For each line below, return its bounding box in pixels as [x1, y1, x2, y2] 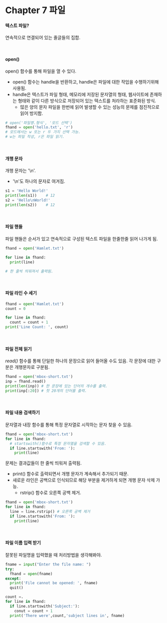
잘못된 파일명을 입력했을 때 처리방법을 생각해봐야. [5, 552, 102, 558]
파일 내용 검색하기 [5, 410, 40, 416]
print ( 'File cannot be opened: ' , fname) [10, 581, 98, 586]
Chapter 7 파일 [5, 5, 66, 16]
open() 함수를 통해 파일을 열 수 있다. [5, 68, 76, 74]
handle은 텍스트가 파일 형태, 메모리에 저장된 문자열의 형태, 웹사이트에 [12, 91, 149, 97]
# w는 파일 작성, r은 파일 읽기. [5, 134, 65, 139]
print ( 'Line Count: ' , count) [5, 325, 69, 330]
